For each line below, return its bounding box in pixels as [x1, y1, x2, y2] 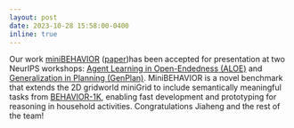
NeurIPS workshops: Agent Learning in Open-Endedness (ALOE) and [9, 63, 263, 74]
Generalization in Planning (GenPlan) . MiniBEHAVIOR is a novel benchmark [9, 73, 283, 84]
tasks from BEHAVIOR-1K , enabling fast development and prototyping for [9, 92, 277, 102]
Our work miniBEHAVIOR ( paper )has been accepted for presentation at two [9, 54, 285, 65]
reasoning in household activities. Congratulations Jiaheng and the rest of [9, 101, 281, 112]
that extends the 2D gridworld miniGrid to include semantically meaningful [9, 82, 282, 93]
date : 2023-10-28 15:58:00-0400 [9, 21, 129, 30]
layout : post [9, 12, 58, 22]
